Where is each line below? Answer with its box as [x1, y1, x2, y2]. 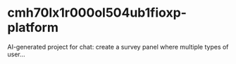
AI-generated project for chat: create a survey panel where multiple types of [7, 42, 229, 51]
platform [7, 19, 58, 35]
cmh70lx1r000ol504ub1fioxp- [7, 5, 187, 21]
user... [7, 50, 26, 58]
